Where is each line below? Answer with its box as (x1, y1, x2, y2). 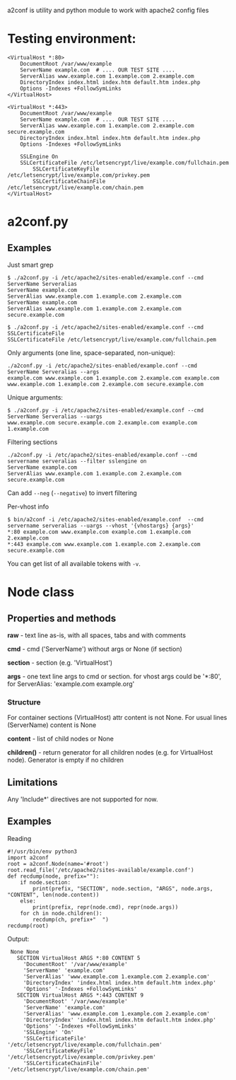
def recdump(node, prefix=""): (7, 873, 100, 880)
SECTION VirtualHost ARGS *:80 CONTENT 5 (16, 954, 141, 961)
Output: (7, 934, 30, 943)
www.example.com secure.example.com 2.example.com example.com (7, 419, 198, 426)
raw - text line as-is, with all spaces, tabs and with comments (7, 631, 186, 639)
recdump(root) (7, 922, 49, 929)
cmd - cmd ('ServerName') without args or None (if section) (7, 644, 182, 653)
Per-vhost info (7, 502, 49, 511)
